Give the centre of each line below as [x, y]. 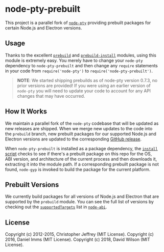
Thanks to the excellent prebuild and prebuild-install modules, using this [81, 55]
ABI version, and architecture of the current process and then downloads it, [81, 159]
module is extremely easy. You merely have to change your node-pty [74, 60]
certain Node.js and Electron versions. [44, 28]
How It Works [26, 112]
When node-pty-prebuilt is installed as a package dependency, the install [82, 148]
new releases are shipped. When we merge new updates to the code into [79, 128]
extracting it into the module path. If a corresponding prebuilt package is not [82, 164]
